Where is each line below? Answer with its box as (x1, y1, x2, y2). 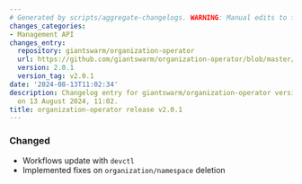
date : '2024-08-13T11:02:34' (9, 80, 119, 89)
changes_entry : (9, 38, 67, 48)
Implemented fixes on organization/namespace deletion (22, 164, 226, 175)
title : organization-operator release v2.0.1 (9, 105, 182, 114)
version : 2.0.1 (17, 64, 75, 73)
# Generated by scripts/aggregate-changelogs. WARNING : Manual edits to (9, 13, 288, 22)
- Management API (9, 30, 75, 39)
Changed (9, 135, 51, 147)
